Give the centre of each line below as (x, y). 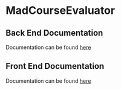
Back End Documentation (54, 33)
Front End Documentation (55, 66)
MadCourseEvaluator (60, 11)
